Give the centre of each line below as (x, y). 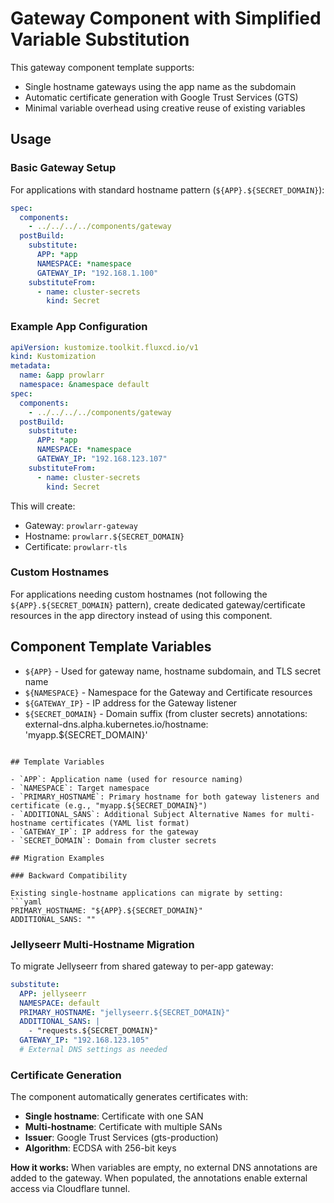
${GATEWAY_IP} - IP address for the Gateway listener (131, 703)
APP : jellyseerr (53, 993)
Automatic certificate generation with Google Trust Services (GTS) (161, 97)
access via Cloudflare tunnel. (70, 1189)
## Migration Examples (57, 858)
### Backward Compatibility (69, 875)
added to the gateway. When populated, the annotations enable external (159, 1178)
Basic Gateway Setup (63, 168)
